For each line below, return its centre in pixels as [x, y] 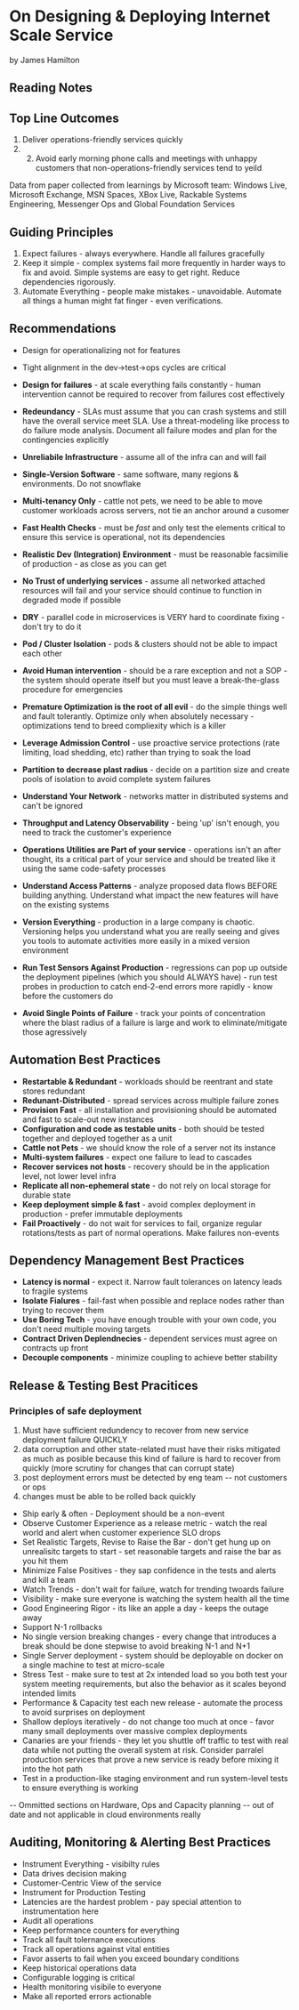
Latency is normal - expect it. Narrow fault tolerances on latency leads [152, 1282]
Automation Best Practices [85, 1060]
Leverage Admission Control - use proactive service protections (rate [151, 743]
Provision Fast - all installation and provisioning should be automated [149, 1110]
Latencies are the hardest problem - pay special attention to [132, 1901]
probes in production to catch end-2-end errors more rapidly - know [147, 986]
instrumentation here [61, 1911]
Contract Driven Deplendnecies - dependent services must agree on [149, 1339]
